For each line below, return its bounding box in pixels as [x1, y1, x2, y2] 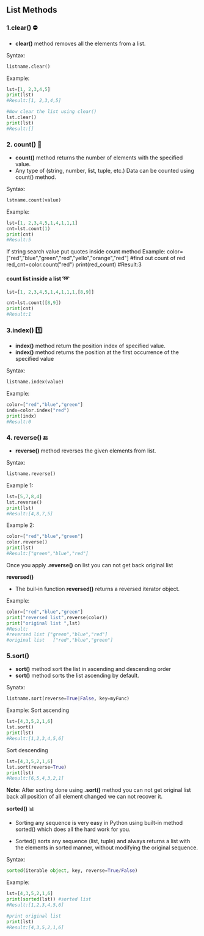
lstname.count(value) [6, 197, 62, 203]
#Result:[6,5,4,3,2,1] [6, 775, 64, 782]
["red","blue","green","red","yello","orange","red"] [6, 255, 129, 262]
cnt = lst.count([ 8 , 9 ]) [6, 300, 62, 306]
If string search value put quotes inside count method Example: [6, 248, 166, 255]
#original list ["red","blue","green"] [6, 637, 114, 644]
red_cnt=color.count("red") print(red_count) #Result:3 [6, 261, 142, 268]
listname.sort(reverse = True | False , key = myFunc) [6, 695, 130, 702]
